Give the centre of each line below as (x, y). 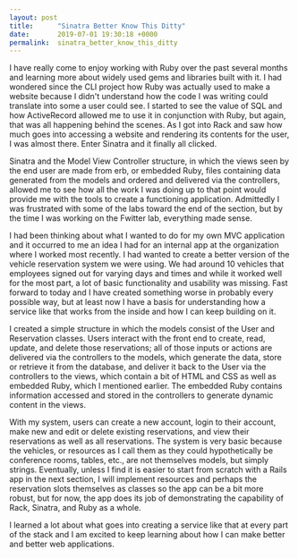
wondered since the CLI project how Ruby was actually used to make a (140, 87)
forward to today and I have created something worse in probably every (141, 292)
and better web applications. (62, 544)
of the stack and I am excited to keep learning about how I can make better (147, 535)
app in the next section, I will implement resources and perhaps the (133, 479)
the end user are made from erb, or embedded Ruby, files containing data (145, 171)
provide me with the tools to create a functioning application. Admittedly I (145, 199)
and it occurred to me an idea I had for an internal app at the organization (144, 245)
